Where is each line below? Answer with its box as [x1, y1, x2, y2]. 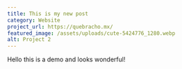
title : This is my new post [7, 10, 89, 17]
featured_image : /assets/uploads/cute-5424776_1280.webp [7, 29, 176, 37]
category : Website [7, 17, 60, 24]
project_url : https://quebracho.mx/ [7, 23, 113, 30]
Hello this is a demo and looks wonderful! [7, 55, 126, 63]
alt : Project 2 [7, 36, 51, 43]
